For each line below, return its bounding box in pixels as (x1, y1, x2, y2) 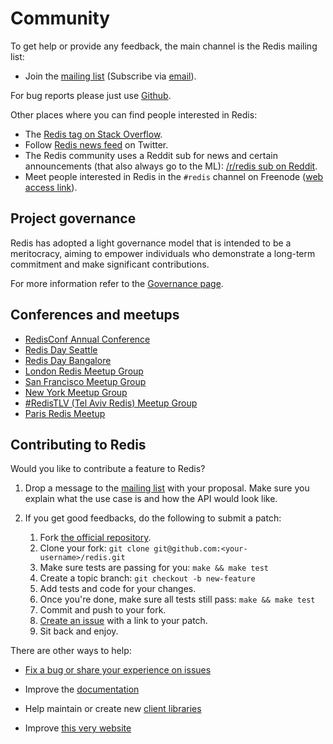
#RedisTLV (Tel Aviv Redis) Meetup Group (24, 397, 198, 409)
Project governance (10, 210, 137, 227)
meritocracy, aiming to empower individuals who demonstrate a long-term (10, 247, 316, 259)
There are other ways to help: (10, 645, 132, 657)
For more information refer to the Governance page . (10, 277, 224, 289)
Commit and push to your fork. (39, 604, 167, 616)
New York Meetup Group (24, 386, 128, 398)
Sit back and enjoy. (39, 625, 119, 637)
